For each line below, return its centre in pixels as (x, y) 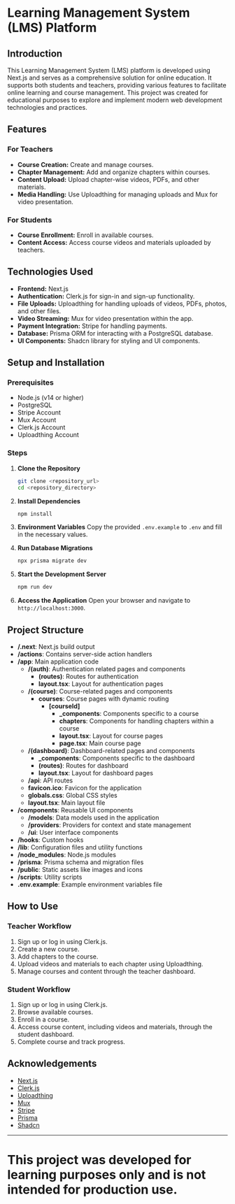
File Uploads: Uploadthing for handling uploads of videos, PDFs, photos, (122, 303)
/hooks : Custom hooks (50, 840)
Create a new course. (48, 949)
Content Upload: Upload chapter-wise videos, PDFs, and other (108, 179)
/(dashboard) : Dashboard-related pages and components (111, 750)
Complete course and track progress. (71, 1041)
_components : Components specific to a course (129, 713)
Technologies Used (50, 272)
